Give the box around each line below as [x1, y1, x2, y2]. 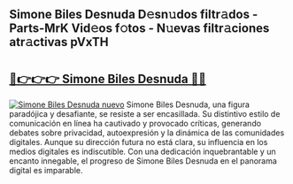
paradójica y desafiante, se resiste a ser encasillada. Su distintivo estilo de [9, 109, 281, 119]
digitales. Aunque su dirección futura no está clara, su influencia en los [9, 137, 268, 147]
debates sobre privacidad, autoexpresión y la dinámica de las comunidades [9, 127, 285, 138]
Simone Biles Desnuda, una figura [126, 99, 251, 110]
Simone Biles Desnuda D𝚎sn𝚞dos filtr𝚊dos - [9, 7, 258, 22]
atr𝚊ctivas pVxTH [9, 34, 109, 50]
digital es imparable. [9, 165, 83, 175]
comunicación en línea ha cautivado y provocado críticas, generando [9, 119, 262, 128]
